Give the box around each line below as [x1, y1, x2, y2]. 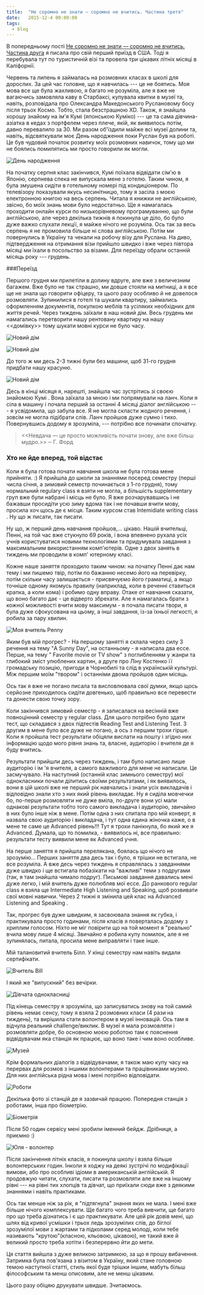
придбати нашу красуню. [6, 364, 72, 371]
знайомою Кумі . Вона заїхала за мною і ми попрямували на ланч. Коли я [6, 394, 198, 401]
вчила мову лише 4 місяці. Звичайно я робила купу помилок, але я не [6, 930, 189, 938]
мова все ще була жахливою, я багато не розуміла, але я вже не [6, 87, 175, 95]
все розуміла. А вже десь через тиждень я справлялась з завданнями [6, 860, 191, 867]
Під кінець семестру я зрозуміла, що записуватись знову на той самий [6, 1002, 192, 1010]
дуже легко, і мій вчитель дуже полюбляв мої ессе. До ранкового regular [6, 880, 198, 887]
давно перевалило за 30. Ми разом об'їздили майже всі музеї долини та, [6, 126, 197, 133]
